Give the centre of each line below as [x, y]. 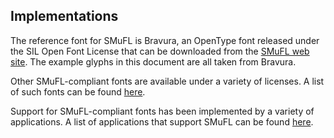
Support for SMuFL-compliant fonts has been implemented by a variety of [162, 111]
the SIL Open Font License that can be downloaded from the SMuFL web [160, 51]
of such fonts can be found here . [78, 91]
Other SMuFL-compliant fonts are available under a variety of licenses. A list [167, 81]
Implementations [64, 16]
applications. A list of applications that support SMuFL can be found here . [162, 121]
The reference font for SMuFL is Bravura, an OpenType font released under [165, 40]
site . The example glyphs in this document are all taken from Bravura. [153, 61]
